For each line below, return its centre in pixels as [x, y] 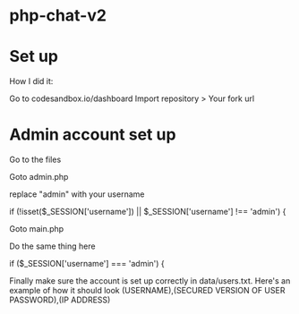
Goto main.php [37, 229]
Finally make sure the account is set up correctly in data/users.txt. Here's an [150, 281]
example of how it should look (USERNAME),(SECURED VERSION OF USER [147, 291]
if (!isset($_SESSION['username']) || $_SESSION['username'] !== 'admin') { [148, 212]
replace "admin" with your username [77, 194]
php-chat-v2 [58, 16]
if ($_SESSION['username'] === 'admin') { [87, 264]
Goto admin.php [39, 177]
